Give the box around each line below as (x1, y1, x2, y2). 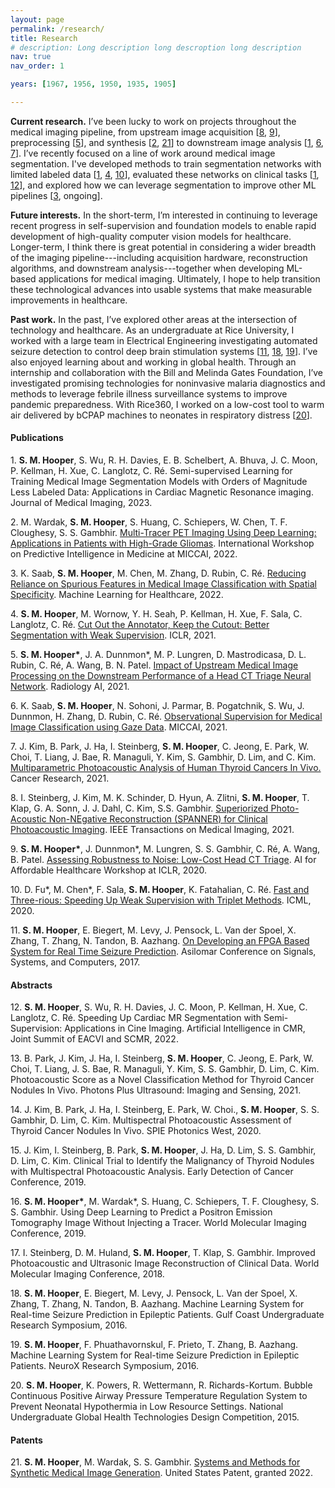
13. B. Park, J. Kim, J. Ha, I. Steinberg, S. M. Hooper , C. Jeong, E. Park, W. (10, 1052, 315, 1065)
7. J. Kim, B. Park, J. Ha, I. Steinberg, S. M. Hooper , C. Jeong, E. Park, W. (10, 741, 310, 753)
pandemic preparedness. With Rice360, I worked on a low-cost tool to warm (10, 398, 325, 410)
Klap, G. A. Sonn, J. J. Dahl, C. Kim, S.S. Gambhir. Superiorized (10, 802, 269, 815)
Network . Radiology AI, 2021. (10, 681, 130, 693)
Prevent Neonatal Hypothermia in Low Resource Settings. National (10, 1401, 284, 1413)
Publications (10, 432, 64, 444)
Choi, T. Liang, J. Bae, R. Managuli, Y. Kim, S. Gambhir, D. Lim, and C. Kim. (10, 751, 317, 763)
